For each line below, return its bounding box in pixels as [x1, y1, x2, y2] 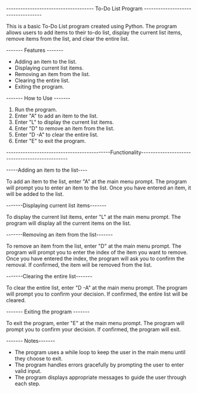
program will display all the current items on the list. [6, 220, 131, 227]
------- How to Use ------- [6, 94, 71, 101]
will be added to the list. [6, 191, 64, 197]
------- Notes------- [6, 338, 56, 344]
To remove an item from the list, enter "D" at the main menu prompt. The [6, 243, 182, 250]
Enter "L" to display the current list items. [14, 119, 114, 126]
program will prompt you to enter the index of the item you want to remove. [6, 249, 188, 256]
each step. [14, 380, 41, 387]
